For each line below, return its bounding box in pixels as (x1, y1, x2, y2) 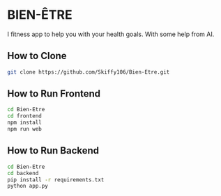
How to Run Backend (7, 145, 100, 156)
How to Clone (7, 50, 68, 62)
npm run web (7, 126, 42, 133)
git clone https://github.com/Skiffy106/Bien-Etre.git (7, 68, 170, 76)
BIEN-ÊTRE (7, 7, 73, 23)
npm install (7, 119, 42, 126)
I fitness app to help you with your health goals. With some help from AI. (7, 30, 215, 38)
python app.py (7, 183, 49, 190)
